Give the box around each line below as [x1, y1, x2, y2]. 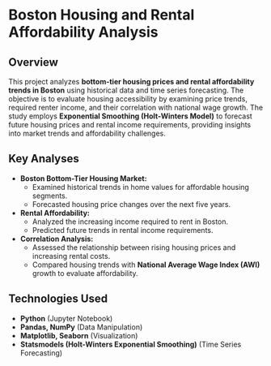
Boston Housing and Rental [8, 6, 195, 24]
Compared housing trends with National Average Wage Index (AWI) [32, 260, 260, 269]
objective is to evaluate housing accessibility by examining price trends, [8, 94, 248, 103]
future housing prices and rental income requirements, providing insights [8, 120, 252, 129]
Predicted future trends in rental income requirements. [32, 225, 214, 235]
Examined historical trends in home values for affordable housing [32, 182, 249, 192]
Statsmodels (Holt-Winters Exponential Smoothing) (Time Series [19, 339, 242, 349]
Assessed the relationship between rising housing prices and [32, 242, 236, 252]
